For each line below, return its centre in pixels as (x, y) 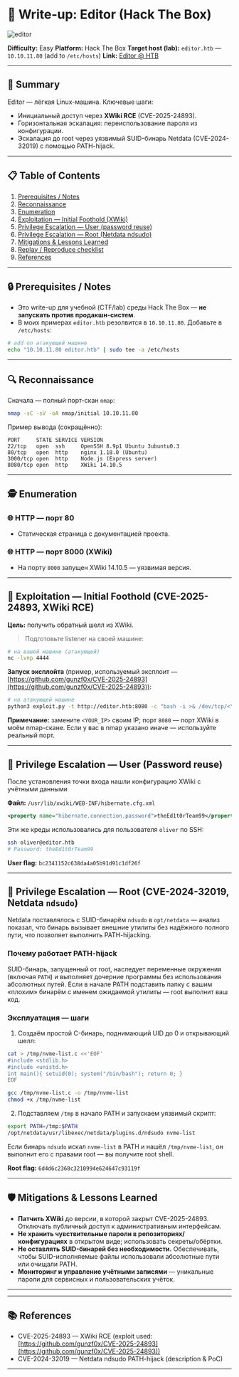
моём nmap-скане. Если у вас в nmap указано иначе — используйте (112, 728)
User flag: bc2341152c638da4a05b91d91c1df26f (74, 862)
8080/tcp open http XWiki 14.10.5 (65, 465)
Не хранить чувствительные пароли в (77, 1233)
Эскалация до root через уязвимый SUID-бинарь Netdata (105, 138)
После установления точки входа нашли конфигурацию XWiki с (104, 781)
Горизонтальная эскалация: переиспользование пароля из (107, 123)
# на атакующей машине (41, 700)
